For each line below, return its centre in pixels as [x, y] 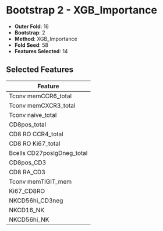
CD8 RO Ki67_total [35, 143]
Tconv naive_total [33, 115]
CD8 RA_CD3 [27, 172]
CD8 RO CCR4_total [36, 134]
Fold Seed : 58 [31, 45]
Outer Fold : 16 [32, 26]
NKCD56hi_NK [29, 219]
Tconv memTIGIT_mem [40, 181]
